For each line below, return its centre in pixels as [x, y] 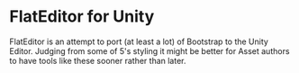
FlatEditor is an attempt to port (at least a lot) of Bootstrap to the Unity [139, 41]
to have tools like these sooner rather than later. [98, 60]
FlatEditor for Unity [82, 17]
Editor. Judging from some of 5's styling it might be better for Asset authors [149, 50]
